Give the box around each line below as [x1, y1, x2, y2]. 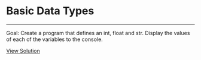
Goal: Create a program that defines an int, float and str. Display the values [6, 29, 190, 36]
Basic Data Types [6, 4, 95, 18]
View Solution [6, 47, 41, 54]
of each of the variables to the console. [6, 36, 103, 43]
